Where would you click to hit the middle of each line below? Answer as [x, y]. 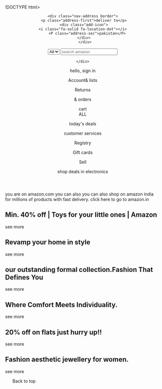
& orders [83, 99]
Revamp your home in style [48, 242]
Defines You [24, 278]
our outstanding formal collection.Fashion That [79, 270]
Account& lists [83, 80]
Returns [83, 90]
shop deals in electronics [83, 172]
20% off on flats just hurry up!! [53, 332]
